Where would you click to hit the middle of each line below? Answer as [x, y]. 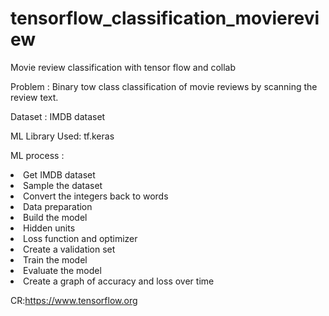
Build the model [55, 217]
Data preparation [58, 206]
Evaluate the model [62, 270]
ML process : [37, 155]
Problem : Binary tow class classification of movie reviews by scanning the [164, 86]
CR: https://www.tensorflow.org [74, 300]
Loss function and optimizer [80, 238]
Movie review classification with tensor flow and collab [123, 67]
